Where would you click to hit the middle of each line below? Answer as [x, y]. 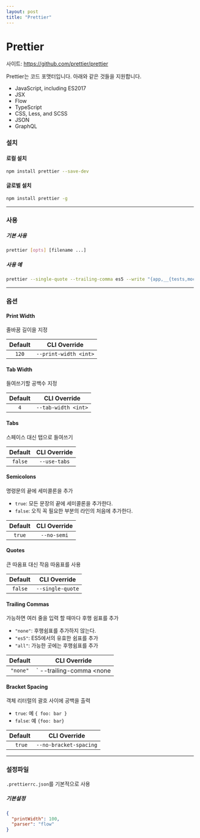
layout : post [22, 12]
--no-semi [54, 535]
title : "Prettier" [29, 17]
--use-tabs [54, 461]
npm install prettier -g [37, 198]
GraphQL [26, 126]
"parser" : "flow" [33, 824]
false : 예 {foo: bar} [39, 721]
